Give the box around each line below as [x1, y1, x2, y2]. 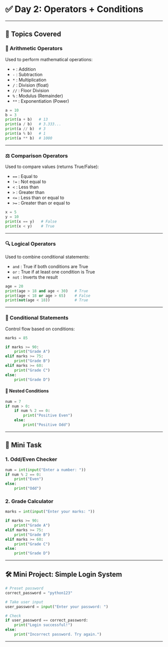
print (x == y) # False [5, 219, 57, 224]
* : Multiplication [12, 77, 46, 83]
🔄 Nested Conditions [5, 388, 49, 394]
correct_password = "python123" [5, 590, 72, 595]
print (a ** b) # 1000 [5, 135, 52, 141]
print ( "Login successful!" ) [14, 622, 72, 627]
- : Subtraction [12, 71, 43, 77]
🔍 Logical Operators [5, 241, 56, 248]
